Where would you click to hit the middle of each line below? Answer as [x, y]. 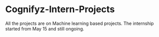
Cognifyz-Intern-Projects [60, 9]
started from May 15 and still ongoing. [45, 28]
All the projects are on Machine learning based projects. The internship [80, 23]
